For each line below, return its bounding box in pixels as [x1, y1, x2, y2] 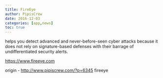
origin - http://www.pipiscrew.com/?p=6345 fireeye [5, 67, 109, 73]
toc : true [5, 25, 25, 30]
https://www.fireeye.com [5, 58, 55, 64]
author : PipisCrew [5, 12, 42, 16]
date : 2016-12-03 [5, 16, 40, 21]
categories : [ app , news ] [5, 20, 54, 26]
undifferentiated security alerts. [5, 49, 68, 55]
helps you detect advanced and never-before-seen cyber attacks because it [5, 38, 158, 44]
